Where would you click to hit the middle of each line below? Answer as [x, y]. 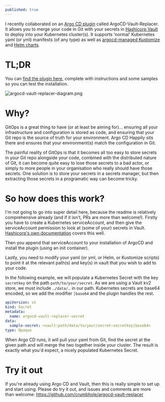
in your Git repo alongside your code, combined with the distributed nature [81, 157]
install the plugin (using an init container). [47, 248]
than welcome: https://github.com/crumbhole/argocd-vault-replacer [74, 394]
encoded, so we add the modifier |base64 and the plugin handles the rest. [80, 293]
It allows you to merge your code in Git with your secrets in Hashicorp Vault [82, 29]
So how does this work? [55, 199]
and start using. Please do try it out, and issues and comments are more [78, 389]
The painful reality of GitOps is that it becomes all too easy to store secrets [81, 152]
